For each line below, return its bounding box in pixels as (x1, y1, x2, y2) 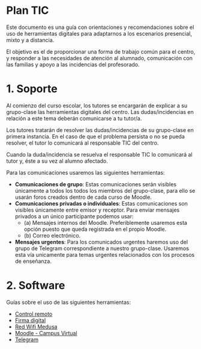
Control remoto (14, 310, 53, 317)
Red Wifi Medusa (14, 323, 58, 330)
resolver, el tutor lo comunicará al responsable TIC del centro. (6, 139, 159, 146)
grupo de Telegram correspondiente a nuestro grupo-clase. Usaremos (14, 245, 189, 252)
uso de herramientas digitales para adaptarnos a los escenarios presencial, (6, 30, 193, 37)
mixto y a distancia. (6, 36, 55, 43)
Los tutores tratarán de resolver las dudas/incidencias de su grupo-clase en (6, 126, 194, 133)
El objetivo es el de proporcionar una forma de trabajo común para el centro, (6, 48, 196, 55)
